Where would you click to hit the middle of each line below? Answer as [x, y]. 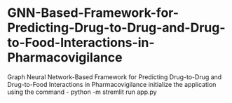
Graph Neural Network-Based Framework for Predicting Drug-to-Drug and [115, 77]
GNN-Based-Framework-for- [93, 13]
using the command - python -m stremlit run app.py [82, 92]
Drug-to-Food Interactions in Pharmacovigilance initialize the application [112, 84]
